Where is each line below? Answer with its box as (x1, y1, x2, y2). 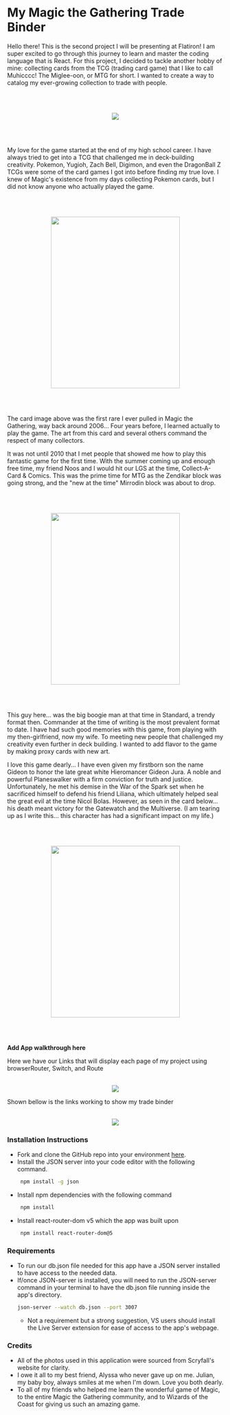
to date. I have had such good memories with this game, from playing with (7, 725, 217, 734)
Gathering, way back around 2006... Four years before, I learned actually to (7, 421, 220, 430)
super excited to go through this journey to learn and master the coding (7, 49, 209, 58)
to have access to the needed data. (16, 1269, 117, 1277)
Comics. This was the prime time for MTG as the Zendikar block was (27, 471, 222, 480)
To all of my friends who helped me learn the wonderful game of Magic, (16, 1385, 220, 1394)
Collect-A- (181, 464, 211, 472)
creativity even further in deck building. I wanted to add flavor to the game (7, 740, 218, 748)
